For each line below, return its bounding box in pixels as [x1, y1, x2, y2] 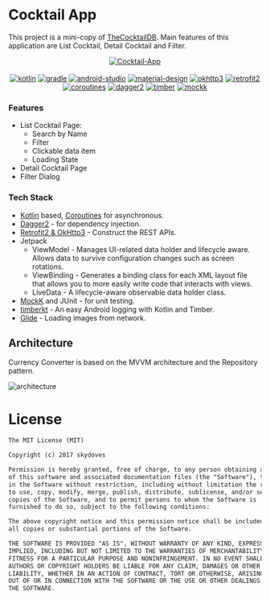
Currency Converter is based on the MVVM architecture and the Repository [8, 357, 259, 367]
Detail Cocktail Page [19, 163, 88, 173]
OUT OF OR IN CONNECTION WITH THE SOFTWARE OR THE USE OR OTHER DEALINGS [8, 577, 261, 585]
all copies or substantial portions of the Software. [8, 525, 193, 533]
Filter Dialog [19, 171, 60, 182]
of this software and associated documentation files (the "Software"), [8, 473, 257, 481]
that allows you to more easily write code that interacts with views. [31, 279, 253, 288]
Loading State [31, 155, 79, 164]
